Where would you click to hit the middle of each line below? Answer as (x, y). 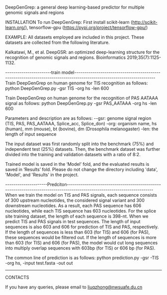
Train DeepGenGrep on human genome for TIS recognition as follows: (77, 83)
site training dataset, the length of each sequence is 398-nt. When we (77, 216)
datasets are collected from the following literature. (57, 42)
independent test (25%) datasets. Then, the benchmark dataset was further (83, 149)
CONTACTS (17, 277)
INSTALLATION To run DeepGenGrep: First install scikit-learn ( (69, 22)
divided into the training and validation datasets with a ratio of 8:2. (73, 154)
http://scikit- (145, 22)
